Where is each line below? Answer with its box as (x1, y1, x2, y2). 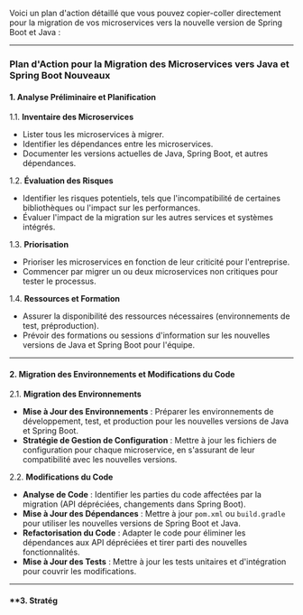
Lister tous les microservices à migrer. (22, 129, 165, 140)
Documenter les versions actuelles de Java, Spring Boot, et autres (22, 148, 269, 159)
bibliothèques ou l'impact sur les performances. (22, 202, 201, 213)
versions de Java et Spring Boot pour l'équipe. (22, 340, 196, 350)
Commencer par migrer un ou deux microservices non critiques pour (22, 266, 279, 277)
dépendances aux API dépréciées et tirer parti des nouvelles (22, 537, 248, 548)
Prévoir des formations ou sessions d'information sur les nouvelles (22, 330, 271, 341)
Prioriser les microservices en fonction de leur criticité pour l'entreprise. (22, 256, 290, 267)
